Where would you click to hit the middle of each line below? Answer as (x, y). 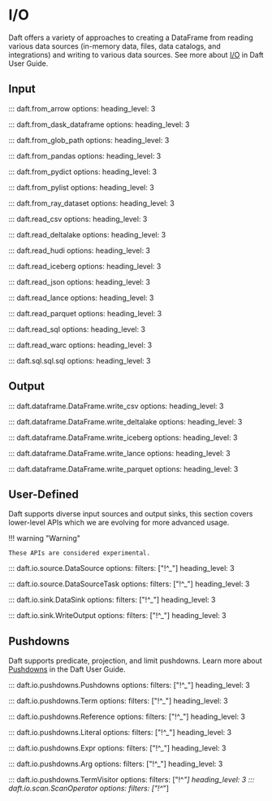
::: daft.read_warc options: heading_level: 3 (80, 345)
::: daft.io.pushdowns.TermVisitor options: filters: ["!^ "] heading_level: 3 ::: (132, 780)
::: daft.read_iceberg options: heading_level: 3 (85, 266)
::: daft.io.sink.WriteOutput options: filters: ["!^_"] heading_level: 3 (117, 616)
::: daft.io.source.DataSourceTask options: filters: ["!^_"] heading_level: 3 (129, 584)
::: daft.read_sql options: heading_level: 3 (77, 329)
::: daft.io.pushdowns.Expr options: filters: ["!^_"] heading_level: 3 (117, 748)
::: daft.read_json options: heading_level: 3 (79, 281)
